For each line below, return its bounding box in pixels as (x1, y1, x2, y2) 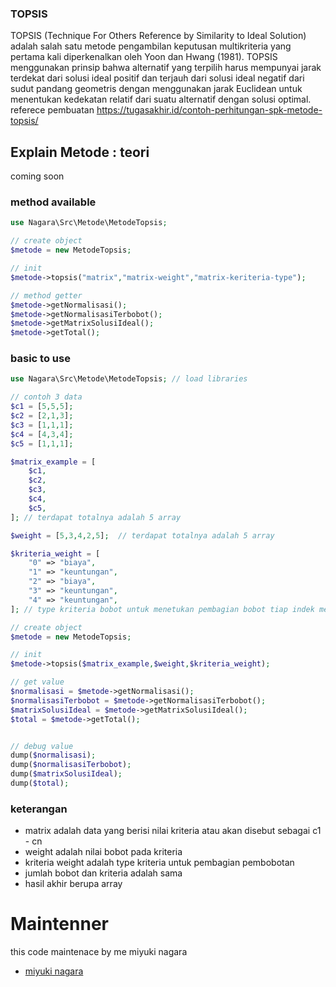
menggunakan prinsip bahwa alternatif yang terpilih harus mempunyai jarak (10, 62, 322, 74)
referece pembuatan (10, 104, 95, 116)
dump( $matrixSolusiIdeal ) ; (10, 769, 123, 779)
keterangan (10, 802, 68, 816)
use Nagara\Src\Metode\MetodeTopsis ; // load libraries (10, 374, 248, 384)
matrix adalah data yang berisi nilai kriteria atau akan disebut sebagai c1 (24, 825, 322, 837)
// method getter (10, 290, 83, 301)
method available (10, 195, 97, 209)
